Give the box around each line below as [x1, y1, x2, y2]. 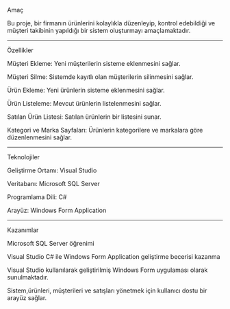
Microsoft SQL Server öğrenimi [7, 240, 94, 247]
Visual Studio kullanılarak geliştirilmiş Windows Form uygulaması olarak [7, 266, 208, 274]
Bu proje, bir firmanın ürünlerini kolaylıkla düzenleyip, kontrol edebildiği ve [7, 19, 216, 27]
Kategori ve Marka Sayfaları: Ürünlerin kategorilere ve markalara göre [7, 126, 203, 134]
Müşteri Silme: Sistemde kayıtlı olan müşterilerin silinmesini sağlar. [7, 73, 194, 81]
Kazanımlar [7, 226, 39, 234]
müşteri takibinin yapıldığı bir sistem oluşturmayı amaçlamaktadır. [7, 27, 191, 34]
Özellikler [7, 46, 34, 54]
